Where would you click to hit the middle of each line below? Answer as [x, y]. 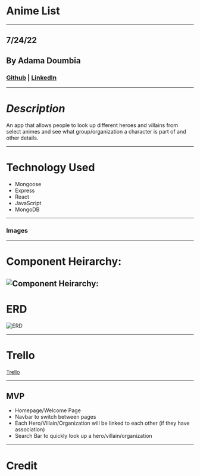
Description [36, 109]
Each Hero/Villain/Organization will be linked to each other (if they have [102, 423]
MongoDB [27, 209]
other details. [22, 138]
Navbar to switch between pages [55, 417]
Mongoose [28, 184]
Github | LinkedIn [32, 78]
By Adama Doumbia [43, 61]
